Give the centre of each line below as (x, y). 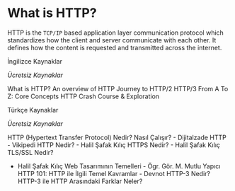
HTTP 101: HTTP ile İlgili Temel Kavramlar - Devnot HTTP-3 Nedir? (114, 173)
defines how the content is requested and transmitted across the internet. (115, 47)
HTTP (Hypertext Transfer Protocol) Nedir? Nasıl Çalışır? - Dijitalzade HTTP (117, 137)
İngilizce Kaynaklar (35, 61)
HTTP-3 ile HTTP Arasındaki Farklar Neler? (80, 181)
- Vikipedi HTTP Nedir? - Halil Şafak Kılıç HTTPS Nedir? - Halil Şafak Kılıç (114, 145)
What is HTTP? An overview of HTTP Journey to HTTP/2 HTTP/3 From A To (118, 88)
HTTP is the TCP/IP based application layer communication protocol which (116, 33)
